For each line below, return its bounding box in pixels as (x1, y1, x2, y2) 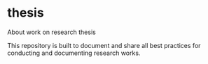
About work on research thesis (7, 28, 96, 36)
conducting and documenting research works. (7, 49, 141, 57)
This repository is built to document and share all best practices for (7, 41, 201, 49)
